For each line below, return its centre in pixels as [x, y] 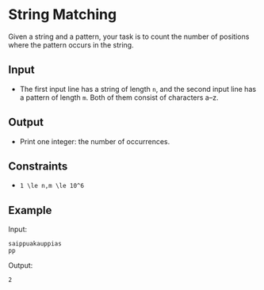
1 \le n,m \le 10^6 [52, 186]
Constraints [38, 166]
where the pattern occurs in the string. [71, 44]
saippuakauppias [35, 244]
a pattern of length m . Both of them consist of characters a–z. [119, 97]
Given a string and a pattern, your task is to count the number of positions [129, 36]
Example [30, 210]
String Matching [63, 15]
